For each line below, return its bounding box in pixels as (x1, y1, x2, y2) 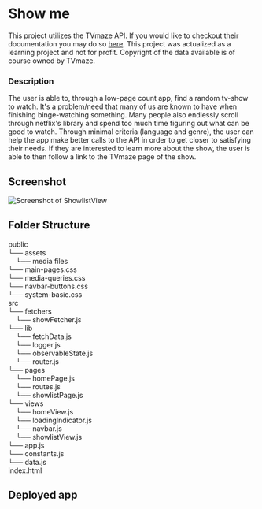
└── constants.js (8, 448, 65, 458)
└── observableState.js (15, 348, 94, 358)
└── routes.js (15, 381, 61, 391)
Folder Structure (8, 218, 90, 232)
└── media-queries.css (8, 273, 86, 282)
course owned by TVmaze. (8, 56, 96, 65)
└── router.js (15, 356, 59, 366)
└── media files (15, 256, 68, 266)
